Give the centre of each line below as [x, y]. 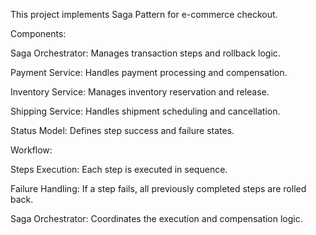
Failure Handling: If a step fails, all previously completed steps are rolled [158, 188]
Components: [38, 33]
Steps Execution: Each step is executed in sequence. [119, 169]
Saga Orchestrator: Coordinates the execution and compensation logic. [156, 218]
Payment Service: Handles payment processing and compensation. [149, 72]
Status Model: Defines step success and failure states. [122, 130]
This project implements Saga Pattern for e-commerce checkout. [144, 14]
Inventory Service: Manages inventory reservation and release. [140, 92]
